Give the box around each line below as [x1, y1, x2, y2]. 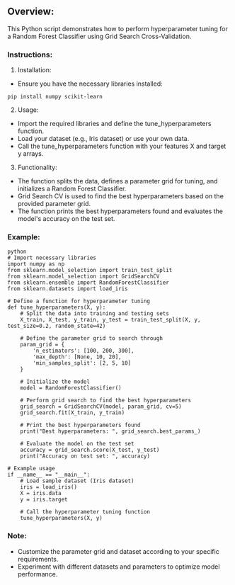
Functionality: [17, 163, 58, 172]
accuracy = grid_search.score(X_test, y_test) [20, 446, 160, 454]
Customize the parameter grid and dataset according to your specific [17, 547, 219, 555]
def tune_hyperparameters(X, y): [7, 304, 106, 311]
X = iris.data [20, 490, 62, 497]
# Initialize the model [20, 378, 91, 385]
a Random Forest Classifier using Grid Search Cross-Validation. [7, 32, 192, 40]
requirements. [17, 555, 59, 563]
